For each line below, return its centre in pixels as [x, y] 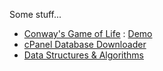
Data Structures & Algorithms [83, 55]
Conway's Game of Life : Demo [88, 33]
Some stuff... [35, 14]
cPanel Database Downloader [85, 44]
